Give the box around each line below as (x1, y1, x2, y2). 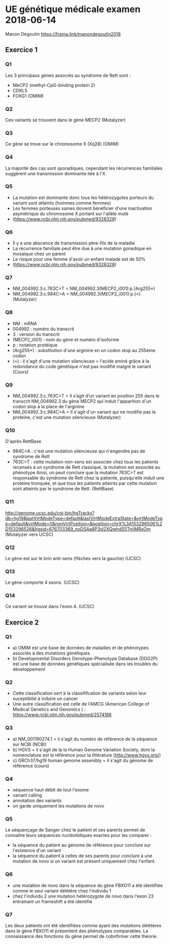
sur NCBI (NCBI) (12, 741, 47, 747)
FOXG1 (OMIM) (12, 92, 44, 99)
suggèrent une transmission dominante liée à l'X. (5, 170, 107, 176)
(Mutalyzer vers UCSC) (5, 531, 54, 537)
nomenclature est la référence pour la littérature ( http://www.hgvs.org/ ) (12, 752, 161, 758)
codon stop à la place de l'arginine (12, 404, 85, 410)
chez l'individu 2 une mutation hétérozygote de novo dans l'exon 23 (12, 893, 154, 899)
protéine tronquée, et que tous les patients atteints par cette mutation (12, 480, 157, 486)
